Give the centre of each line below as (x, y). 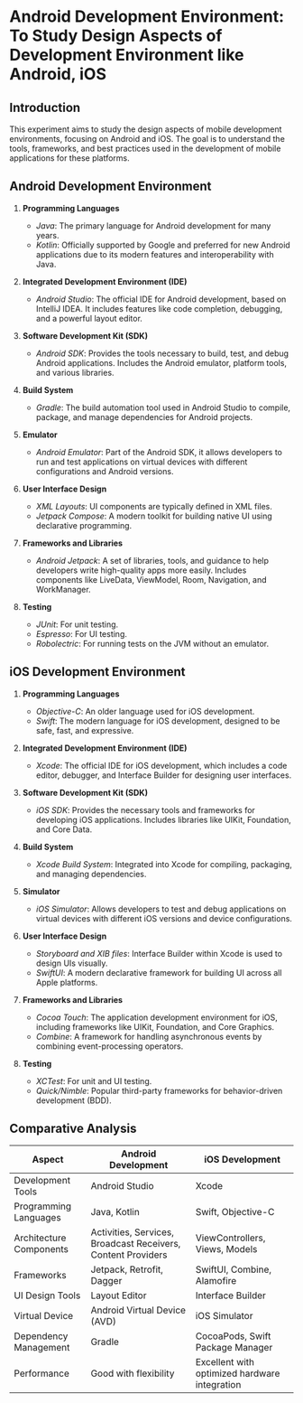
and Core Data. (64, 829)
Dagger (106, 1281)
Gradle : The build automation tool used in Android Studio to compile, (163, 407)
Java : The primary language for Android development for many (153, 225)
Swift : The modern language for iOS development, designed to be (158, 721)
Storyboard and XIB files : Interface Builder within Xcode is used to (159, 953)
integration (218, 1385)
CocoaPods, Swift (233, 1336)
